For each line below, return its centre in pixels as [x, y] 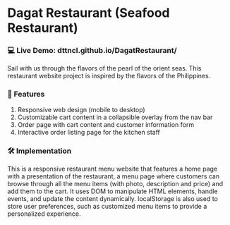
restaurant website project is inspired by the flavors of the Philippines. [109, 76]
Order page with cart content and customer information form [106, 124]
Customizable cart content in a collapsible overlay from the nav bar [115, 117]
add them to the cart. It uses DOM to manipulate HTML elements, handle [113, 191]
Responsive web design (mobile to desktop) [81, 109]
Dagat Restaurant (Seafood [89, 13]
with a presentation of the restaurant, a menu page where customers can [114, 176]
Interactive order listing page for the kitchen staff [89, 132]
